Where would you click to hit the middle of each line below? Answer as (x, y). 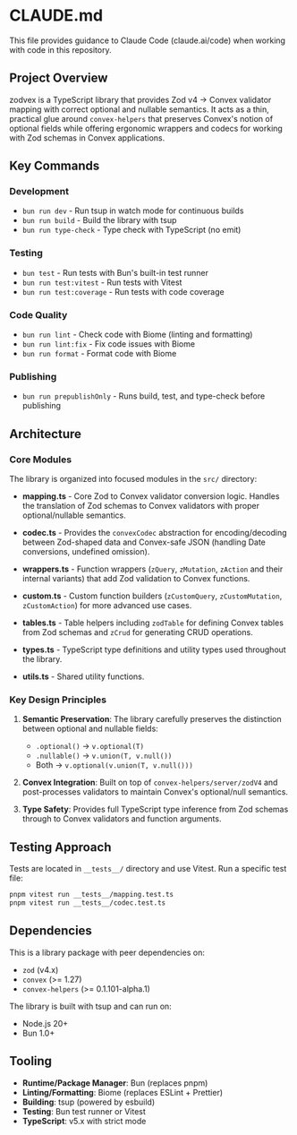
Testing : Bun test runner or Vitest (84, 1111)
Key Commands (55, 166)
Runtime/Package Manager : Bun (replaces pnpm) (115, 1083)
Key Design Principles (58, 700)
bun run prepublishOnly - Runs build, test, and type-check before (144, 396)
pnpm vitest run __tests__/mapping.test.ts (92, 895)
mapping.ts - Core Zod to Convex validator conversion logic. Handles (151, 496)
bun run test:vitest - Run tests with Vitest (102, 282)
